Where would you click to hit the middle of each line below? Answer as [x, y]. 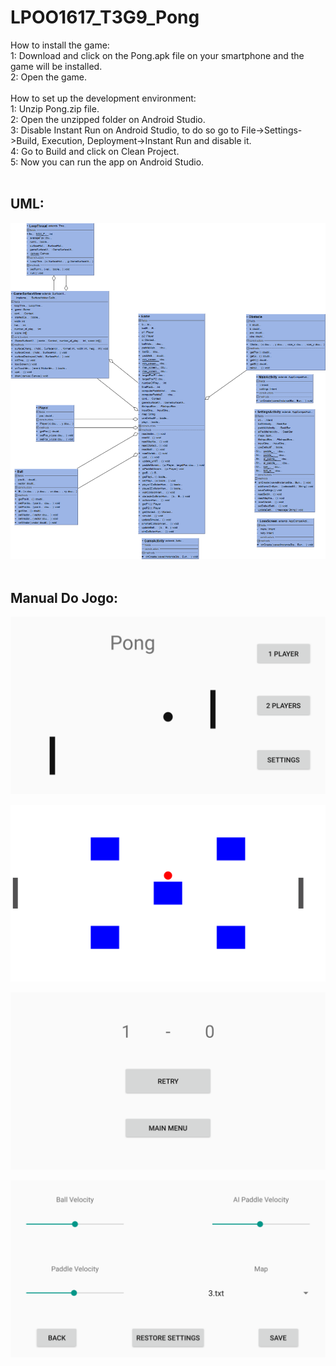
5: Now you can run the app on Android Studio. [107, 162]
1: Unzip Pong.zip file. [55, 108]
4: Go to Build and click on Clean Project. [95, 151]
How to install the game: [60, 45]
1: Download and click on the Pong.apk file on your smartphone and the [157, 55]
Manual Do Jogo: [64, 597]
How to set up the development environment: [103, 98]
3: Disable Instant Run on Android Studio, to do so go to [125, 130]
